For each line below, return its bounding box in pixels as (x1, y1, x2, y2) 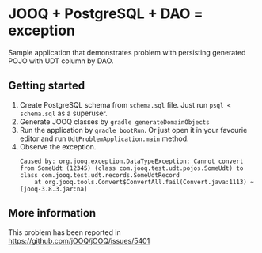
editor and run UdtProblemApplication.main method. (19, 134, 189, 143)
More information (8, 206, 97, 220)
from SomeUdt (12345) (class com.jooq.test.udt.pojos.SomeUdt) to (19, 164, 244, 172)
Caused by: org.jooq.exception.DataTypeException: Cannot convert (19, 157, 244, 165)
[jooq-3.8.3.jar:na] (19, 185, 88, 193)
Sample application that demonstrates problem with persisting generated (8, 47, 246, 57)
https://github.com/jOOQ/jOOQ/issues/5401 (8, 236, 150, 245)
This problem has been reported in (8, 227, 121, 237)
